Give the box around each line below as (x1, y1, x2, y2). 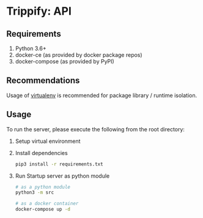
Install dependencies (15, 149, 68, 156)
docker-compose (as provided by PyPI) (15, 58, 114, 65)
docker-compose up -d (15, 206, 70, 213)
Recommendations (6, 75, 80, 86)
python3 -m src (15, 189, 54, 196)
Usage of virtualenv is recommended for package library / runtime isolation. (6, 92, 197, 99)
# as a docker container (15, 200, 79, 207)
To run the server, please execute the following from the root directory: (6, 125, 185, 133)
